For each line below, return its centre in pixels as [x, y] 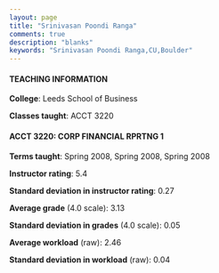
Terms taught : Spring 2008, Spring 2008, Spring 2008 [110, 156]
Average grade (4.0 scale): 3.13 [67, 208]
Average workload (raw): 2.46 [65, 242]
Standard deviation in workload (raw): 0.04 [90, 260]
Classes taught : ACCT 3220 [61, 116]
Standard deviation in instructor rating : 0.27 [92, 190]
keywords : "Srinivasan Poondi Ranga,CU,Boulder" [101, 51]
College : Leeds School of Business [73, 99]
